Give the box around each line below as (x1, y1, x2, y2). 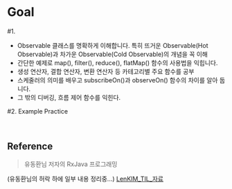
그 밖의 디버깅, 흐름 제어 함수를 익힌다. (17, 93, 121, 101)
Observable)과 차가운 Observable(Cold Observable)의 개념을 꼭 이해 (17, 50, 208, 58)
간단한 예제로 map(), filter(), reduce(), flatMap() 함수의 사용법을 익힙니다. (17, 58, 218, 66)
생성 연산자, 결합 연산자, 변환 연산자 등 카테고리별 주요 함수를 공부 (17, 67, 195, 75)
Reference (7, 141, 53, 152)
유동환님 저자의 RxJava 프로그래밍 (24, 160, 118, 168)
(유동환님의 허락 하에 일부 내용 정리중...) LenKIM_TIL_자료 (7, 174, 164, 183)
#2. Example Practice (7, 107, 68, 115)
